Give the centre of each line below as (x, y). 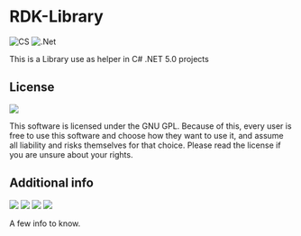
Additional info (52, 183)
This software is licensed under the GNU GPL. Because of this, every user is (150, 126)
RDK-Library (56, 17)
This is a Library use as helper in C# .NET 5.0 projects (109, 59)
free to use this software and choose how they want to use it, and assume (146, 135)
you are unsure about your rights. (71, 154)
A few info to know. (45, 223)
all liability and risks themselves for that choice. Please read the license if (145, 145)
